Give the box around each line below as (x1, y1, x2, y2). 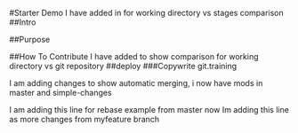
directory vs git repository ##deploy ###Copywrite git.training (9, 61, 238, 71)
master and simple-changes (9, 88, 113, 98)
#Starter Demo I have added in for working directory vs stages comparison (9, 8, 285, 18)
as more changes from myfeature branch (9, 114, 160, 124)
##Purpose (9, 35, 51, 44)
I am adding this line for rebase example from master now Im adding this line (9, 105, 289, 114)
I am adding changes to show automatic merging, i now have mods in (9, 78, 263, 88)
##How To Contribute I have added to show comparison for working (9, 51, 260, 61)
